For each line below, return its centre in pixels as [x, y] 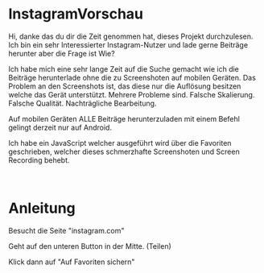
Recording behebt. [39, 160]
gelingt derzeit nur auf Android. [60, 127]
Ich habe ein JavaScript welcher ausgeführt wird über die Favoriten [120, 143]
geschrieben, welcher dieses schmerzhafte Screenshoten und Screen [124, 151]
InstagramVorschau [76, 14]
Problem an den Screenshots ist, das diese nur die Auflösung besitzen [125, 86]
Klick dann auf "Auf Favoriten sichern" [72, 262]
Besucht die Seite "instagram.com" [66, 230]
